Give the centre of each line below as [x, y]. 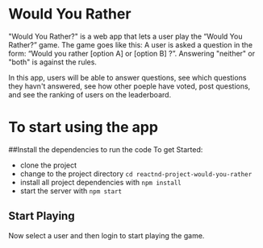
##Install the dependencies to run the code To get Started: [106, 149]
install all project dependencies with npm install [100, 182]
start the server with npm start [71, 191]
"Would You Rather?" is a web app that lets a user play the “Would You [125, 36]
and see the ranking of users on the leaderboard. [90, 94]
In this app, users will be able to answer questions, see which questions [127, 77]
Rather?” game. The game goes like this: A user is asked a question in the [130, 44]
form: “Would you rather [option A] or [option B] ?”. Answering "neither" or [132, 53]
